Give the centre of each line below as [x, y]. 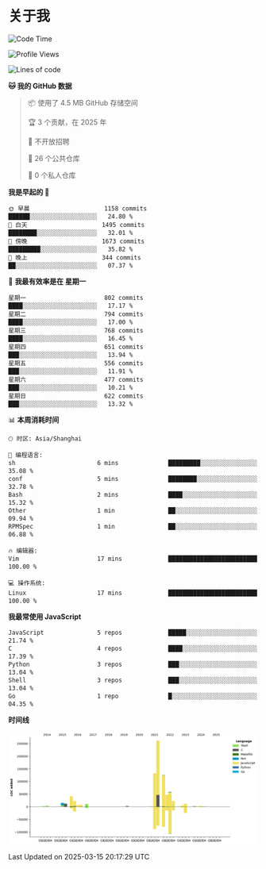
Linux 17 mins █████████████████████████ [133, 593]
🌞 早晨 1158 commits [78, 208]
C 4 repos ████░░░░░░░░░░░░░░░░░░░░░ [133, 648]
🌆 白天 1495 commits [77, 225]
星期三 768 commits [76, 330]
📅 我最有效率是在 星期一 [47, 281]
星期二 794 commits [76, 314]
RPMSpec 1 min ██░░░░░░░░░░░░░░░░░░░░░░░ [133, 526]
